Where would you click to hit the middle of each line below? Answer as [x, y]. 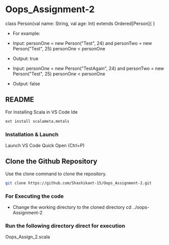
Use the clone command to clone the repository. [56, 174]
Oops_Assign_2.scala [28, 237]
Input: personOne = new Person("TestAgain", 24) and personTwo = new [88, 68]
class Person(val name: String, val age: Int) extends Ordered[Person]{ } [80, 23]
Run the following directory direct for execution [65, 226]
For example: [26, 33]
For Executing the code [34, 196]
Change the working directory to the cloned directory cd [72, 207]
